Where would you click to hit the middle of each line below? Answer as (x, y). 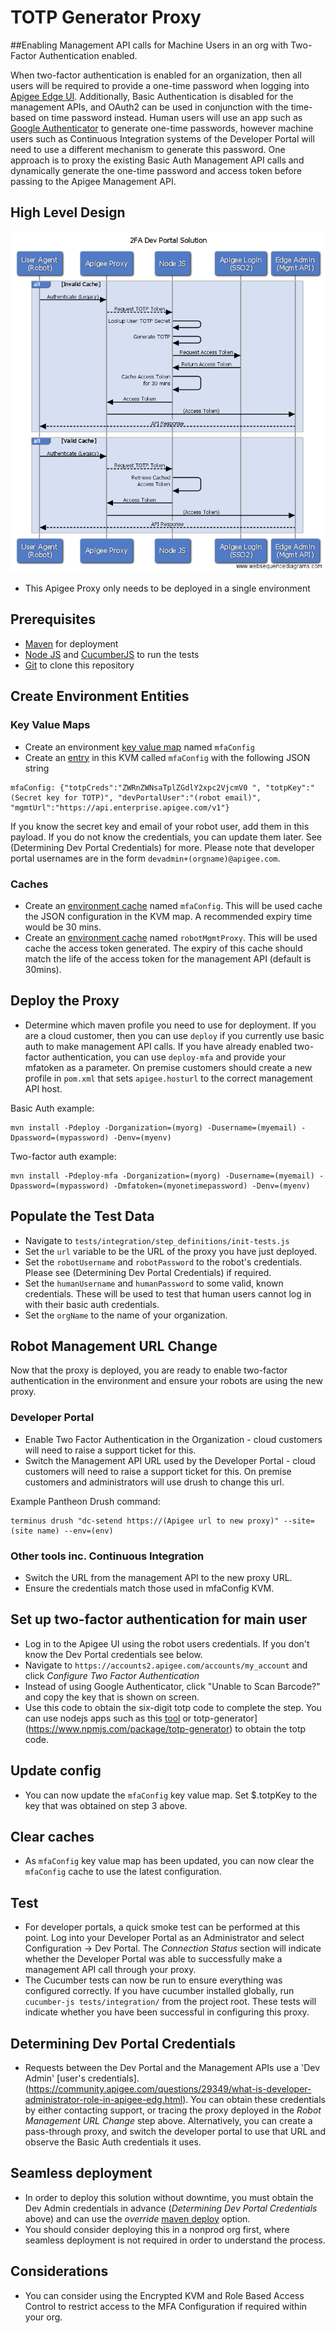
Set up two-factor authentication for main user (159, 1619)
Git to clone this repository (79, 665)
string (37, 768)
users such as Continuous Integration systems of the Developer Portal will (162, 138)
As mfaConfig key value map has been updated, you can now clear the (169, 1861)
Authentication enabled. (88, 55)
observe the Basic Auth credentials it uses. (113, 2142)
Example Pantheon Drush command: (85, 1501)
